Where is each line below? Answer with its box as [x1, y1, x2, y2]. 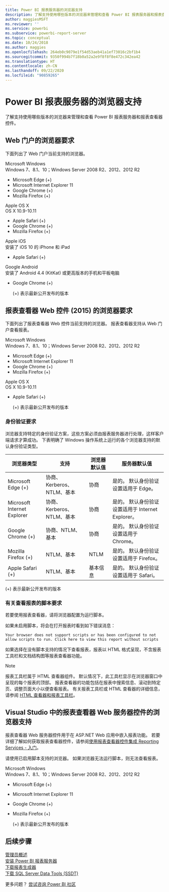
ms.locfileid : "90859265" [5, 73, 59, 78]
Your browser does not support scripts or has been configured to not [5, 633, 156, 638]
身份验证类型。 [9, 443, 41, 449]
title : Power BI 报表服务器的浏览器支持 [5, 7, 83, 13]
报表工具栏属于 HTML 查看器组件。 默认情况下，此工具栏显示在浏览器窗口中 [5, 673, 162, 680]
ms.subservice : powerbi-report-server [5, 31, 87, 36]
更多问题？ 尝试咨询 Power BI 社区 [5, 881, 76, 887]
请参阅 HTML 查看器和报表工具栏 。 [5, 692, 78, 698]
